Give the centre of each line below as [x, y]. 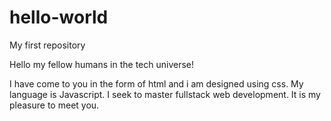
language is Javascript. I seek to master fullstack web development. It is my [165, 94]
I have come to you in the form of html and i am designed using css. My [156, 83]
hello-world [59, 17]
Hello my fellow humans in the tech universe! [101, 64]
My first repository [47, 45]
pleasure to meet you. [54, 105]
